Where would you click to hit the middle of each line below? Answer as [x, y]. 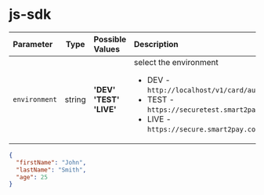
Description [156, 44]
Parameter [33, 44]
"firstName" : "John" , [51, 162]
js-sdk [30, 14]
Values [107, 49]
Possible [110, 39]
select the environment [176, 62]
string [76, 99]
